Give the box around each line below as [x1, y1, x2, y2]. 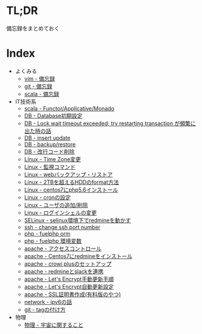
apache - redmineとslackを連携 [24, 267, 103, 275]
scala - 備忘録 [24, 90, 60, 98]
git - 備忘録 [24, 82, 53, 90]
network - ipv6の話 [24, 298, 72, 305]
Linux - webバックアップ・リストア [24, 170, 113, 178]
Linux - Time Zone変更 [24, 155, 81, 162]
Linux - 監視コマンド [24, 163, 76, 170]
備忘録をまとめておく [6, 24, 60, 32]
